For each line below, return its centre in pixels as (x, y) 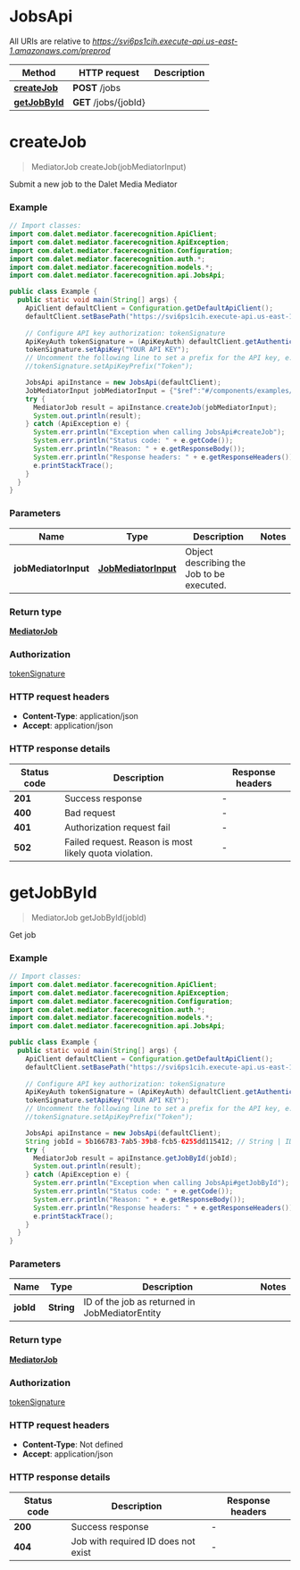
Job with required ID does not (133, 1541)
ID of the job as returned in (139, 1302)
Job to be (205, 573)
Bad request (90, 813)
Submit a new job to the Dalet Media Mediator (93, 184)
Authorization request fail (117, 827)
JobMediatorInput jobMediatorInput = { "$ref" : (113, 390)
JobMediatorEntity (122, 1313)
